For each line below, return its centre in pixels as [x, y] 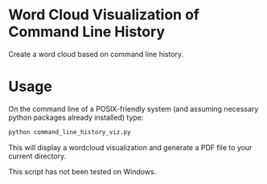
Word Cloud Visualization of [104, 15]
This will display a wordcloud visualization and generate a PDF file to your [130, 147]
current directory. [37, 156]
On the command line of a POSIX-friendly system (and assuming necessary [133, 108]
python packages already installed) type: [76, 117]
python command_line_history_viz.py [70, 132]
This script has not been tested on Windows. [82, 171]
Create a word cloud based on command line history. [96, 54]
